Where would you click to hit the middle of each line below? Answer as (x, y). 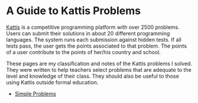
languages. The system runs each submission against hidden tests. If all (94, 39)
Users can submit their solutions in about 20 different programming (88, 33)
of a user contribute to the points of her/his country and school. (84, 52)
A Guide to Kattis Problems (73, 11)
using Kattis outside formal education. (52, 82)
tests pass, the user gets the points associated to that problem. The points (97, 46)
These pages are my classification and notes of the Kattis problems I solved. (99, 64)
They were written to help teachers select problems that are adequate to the (99, 69)
